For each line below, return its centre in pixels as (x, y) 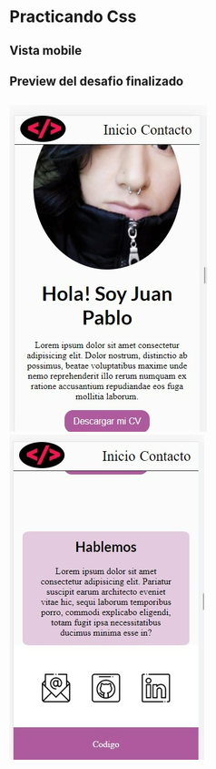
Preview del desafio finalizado (97, 81)
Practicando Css (73, 17)
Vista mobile (46, 51)
